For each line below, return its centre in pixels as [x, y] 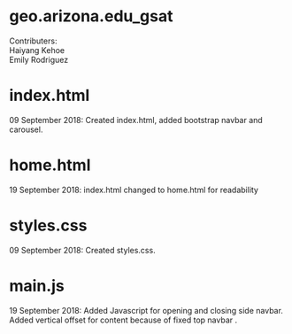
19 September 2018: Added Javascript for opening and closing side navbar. [146, 310]
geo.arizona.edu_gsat [91, 16]
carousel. [26, 129]
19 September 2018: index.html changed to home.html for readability [134, 190]
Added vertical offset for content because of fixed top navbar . [123, 320]
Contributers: [33, 41]
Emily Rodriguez [39, 59]
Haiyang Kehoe [37, 50]
